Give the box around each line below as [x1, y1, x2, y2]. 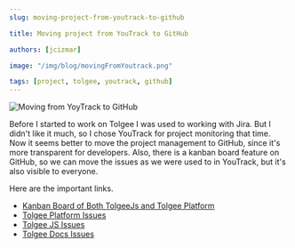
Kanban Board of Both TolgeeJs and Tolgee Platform [21, 201, 215, 212]
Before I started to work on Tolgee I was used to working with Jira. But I [9, 119, 271, 130]
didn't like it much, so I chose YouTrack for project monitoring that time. [9, 128, 271, 139]
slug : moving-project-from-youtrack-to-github [9, 12, 185, 22]
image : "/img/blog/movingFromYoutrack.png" [9, 61, 173, 70]
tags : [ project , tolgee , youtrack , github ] [9, 77, 173, 86]
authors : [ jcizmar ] [9, 45, 82, 54]
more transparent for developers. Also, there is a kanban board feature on [9, 148, 280, 158]
